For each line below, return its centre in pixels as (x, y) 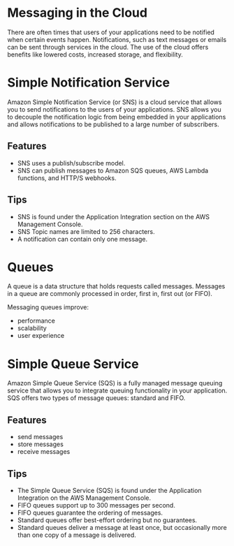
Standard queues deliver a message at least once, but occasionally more (122, 527)
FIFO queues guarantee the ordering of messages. (90, 512)
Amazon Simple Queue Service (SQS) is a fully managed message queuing (115, 383)
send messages (40, 437)
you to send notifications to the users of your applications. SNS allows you (114, 109)
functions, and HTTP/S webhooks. (67, 178)
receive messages (44, 452)
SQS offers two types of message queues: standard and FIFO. (96, 398)
